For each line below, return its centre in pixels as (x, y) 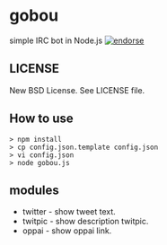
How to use (41, 119)
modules (35, 190)
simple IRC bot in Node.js (56, 40)
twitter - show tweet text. (69, 212)
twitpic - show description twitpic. (85, 222)
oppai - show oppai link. (67, 231)
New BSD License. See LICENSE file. (77, 90)
